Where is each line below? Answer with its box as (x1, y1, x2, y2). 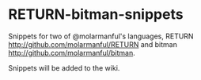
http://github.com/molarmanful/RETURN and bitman (8, 39, 178, 49)
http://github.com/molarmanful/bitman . (8, 48, 136, 57)
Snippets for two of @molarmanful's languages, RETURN (8, 31, 194, 41)
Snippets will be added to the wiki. (8, 63, 120, 72)
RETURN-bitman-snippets (8, 5, 184, 24)
